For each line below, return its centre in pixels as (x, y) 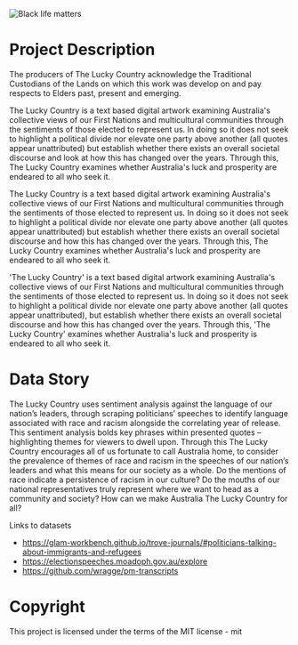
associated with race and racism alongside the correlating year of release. (145, 423)
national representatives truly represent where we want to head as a (134, 488)
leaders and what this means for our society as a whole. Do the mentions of (148, 470)
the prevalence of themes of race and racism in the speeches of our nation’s (149, 460)
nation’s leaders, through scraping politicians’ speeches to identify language (149, 413)
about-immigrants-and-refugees (82, 552)
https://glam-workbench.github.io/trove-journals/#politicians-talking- (149, 542)
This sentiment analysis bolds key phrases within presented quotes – (135, 432)
